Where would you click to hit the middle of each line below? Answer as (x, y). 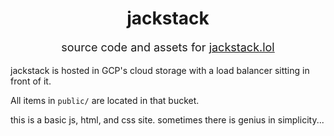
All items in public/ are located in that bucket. (105, 100)
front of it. (31, 81)
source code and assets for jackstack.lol (168, 47)
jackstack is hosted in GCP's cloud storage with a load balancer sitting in (160, 70)
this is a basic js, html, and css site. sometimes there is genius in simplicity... (167, 119)
